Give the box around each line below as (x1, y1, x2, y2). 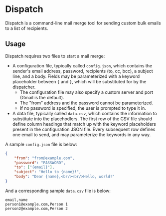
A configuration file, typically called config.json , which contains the (12, 62, 153, 68)
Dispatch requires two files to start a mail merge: (5, 53, 105, 59)
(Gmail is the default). (19, 94, 64, 100)
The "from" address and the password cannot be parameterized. (19, 100, 153, 106)
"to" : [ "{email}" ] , (14, 165, 55, 170)
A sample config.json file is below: (5, 141, 77, 147)
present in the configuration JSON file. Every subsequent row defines (12, 126, 156, 132)
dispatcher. (12, 84, 36, 90)
